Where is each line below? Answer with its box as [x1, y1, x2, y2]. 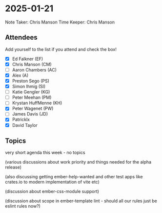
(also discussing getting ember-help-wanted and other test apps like [5, 174, 143, 180]
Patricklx [12, 117, 30, 122]
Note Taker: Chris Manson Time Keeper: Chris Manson [5, 19, 115, 25]
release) [5, 165, 22, 170]
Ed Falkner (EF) [12, 56, 43, 62]
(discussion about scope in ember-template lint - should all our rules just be [5, 198, 157, 204]
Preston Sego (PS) [12, 78, 50, 84]
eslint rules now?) [5, 203, 40, 209]
